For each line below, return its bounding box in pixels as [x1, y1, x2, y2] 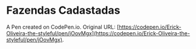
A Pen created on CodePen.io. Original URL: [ [6, 23, 119, 30]
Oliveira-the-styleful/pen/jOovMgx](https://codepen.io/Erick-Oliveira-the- [6, 29, 191, 36]
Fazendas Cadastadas [6, 4, 120, 17]
